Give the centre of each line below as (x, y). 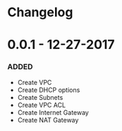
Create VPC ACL (41, 105)
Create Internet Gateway (53, 112)
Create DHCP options (49, 90)
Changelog (40, 12)
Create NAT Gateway (48, 120)
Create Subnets (40, 97)
